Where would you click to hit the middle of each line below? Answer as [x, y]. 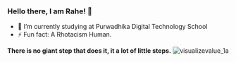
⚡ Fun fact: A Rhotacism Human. [64, 35]
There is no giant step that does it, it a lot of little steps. [89, 51]
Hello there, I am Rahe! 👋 [50, 11]
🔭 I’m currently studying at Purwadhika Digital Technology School [112, 27]
